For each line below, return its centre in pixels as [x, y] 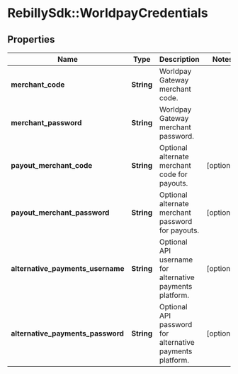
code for [173, 174]
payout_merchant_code [52, 165]
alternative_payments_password [67, 333]
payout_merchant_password [60, 213]
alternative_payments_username [68, 268]
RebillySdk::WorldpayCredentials [108, 13]
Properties [31, 39]
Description [179, 59]
